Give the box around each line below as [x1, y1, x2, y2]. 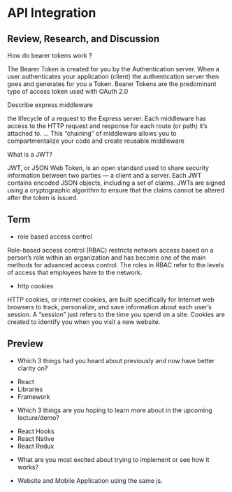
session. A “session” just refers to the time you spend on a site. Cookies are [7, 310, 225, 318]
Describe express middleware [7, 101, 93, 109]
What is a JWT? [7, 150, 52, 158]
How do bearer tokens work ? [7, 51, 92, 59]
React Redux [17, 442, 55, 450]
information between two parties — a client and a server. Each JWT [7, 171, 202, 179]
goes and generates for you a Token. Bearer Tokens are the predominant [7, 80, 217, 88]
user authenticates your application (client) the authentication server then [7, 72, 219, 80]
